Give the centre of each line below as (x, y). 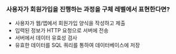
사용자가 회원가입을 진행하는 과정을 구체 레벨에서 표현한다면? (88, 9)
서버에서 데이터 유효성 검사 (46, 38)
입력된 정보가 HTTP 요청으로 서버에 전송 (62, 31)
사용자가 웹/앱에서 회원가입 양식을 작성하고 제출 (70, 23)
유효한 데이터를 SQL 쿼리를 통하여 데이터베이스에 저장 (77, 45)
